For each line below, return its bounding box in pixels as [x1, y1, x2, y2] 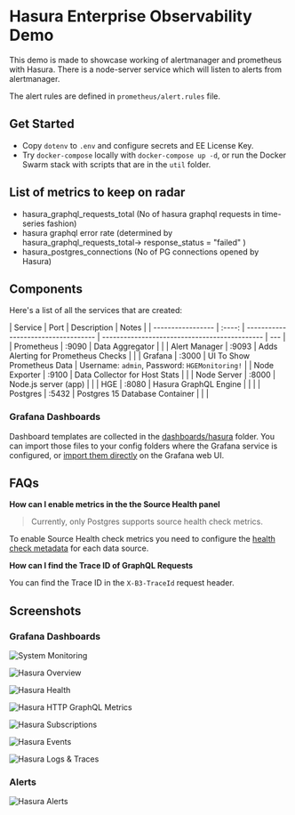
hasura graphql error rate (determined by [21, 227, 173, 238]
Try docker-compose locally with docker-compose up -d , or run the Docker [21, 149, 287, 160]
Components [9, 281, 83, 296]
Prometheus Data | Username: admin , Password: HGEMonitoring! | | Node [9, 360, 274, 371]
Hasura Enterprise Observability [9, 6, 252, 27]
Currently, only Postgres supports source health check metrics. [30, 516, 264, 527]
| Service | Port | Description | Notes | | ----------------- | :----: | [9, 322, 245, 333]
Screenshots [9, 603, 82, 618]
